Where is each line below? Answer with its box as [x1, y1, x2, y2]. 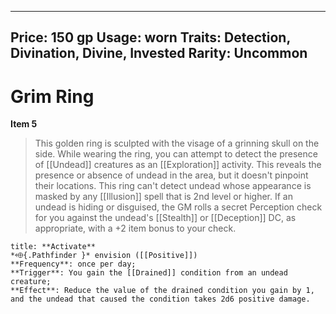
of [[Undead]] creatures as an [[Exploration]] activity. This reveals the [34, 159, 322, 171]
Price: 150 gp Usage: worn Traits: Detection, [10, 29, 291, 46]
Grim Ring [10, 85, 95, 108]
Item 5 [10, 118, 38, 130]
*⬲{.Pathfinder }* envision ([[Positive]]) [10, 251, 198, 261]
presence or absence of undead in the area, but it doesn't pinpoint [34, 169, 309, 181]
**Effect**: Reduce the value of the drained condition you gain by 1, [10, 286, 315, 296]
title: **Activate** [10, 242, 97, 252]
